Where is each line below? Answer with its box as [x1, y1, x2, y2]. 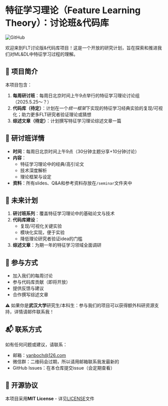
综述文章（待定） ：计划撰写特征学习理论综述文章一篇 [12, 117, 121, 124]
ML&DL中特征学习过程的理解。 [14, 51, 78, 57]
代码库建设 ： [12, 217, 39, 223]
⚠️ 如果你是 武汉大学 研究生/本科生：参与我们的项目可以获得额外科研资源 [5, 302, 155, 308]
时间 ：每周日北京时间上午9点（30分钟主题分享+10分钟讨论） [12, 148, 140, 154]
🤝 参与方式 [5, 258, 38, 267]
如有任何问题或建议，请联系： [5, 342, 67, 347]
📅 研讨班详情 [5, 134, 45, 143]
